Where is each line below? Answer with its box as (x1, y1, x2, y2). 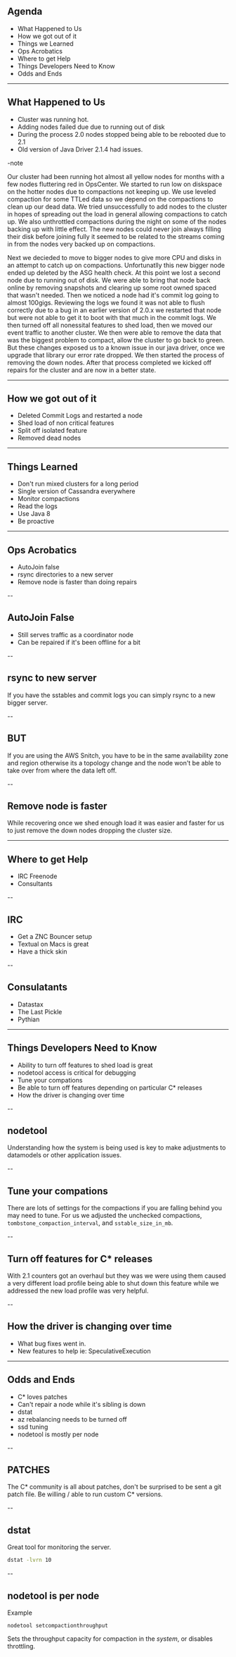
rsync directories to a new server (17, 570, 114, 579)
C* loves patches (17, 1392, 68, 1401)
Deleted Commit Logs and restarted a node (17, 412, 143, 420)
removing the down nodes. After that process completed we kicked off (7, 358, 212, 366)
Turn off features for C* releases (7, 1252, 153, 1264)
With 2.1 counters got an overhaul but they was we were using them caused (7, 1271, 226, 1280)
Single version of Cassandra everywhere (17, 487, 136, 495)
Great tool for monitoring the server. (7, 1543, 112, 1551)
